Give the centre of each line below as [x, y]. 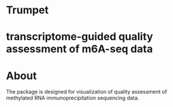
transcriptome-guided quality [79, 37]
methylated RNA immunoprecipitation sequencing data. [72, 98]
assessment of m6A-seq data [79, 49]
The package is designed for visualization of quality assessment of [87, 92]
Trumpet [27, 10]
